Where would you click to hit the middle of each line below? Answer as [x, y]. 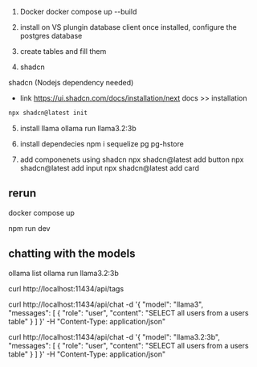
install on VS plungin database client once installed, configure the [128, 27]
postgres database [51, 36]
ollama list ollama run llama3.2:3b [63, 273]
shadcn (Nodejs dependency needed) [71, 82]
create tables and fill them [63, 51]
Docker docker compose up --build [78, 12]
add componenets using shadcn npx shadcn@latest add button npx [132, 159]
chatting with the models [72, 254]
